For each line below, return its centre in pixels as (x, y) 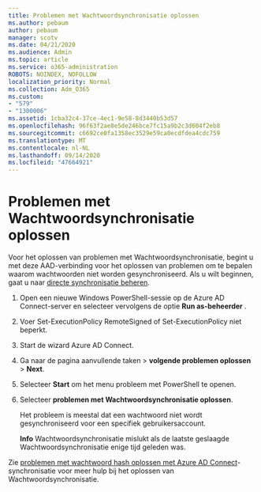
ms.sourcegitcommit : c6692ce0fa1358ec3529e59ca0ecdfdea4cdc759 (114, 133)
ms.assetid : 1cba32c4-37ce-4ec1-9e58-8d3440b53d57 (93, 119)
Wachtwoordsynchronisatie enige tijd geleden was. (103, 447)
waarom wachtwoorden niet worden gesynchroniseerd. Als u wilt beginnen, (131, 274)
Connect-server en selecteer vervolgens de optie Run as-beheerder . (133, 306)
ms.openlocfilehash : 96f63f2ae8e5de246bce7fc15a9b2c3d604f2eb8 (114, 126)
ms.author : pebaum (38, 23)
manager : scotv (33, 38)
